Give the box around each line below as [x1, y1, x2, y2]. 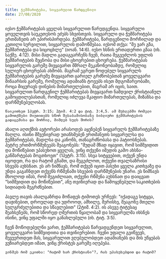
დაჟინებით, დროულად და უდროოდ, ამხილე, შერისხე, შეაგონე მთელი [5, 199, 155, 205]
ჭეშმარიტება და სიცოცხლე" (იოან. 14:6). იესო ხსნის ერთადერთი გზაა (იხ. [5, 47, 161, 52]
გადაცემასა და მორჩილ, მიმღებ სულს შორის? [5, 117, 94, 122]
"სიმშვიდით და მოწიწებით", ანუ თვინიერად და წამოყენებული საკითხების [5, 179, 161, 185]
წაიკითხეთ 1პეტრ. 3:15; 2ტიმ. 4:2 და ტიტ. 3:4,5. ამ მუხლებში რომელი [5, 108, 152, 114]
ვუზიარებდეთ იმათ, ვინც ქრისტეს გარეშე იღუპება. [5, 240, 111, 246]
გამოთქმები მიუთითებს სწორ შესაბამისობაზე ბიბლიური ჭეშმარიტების [5, 113, 143, 118]
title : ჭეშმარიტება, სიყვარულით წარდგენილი [5, 7, 97, 12]
